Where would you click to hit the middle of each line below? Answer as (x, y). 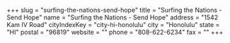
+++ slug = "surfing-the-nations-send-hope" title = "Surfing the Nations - (114, 10)
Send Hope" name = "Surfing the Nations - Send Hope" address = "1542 (113, 17)
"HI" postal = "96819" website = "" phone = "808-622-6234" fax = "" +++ (115, 32)
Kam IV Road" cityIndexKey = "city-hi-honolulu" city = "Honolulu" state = (113, 25)
